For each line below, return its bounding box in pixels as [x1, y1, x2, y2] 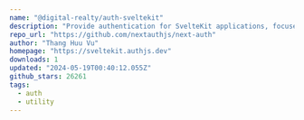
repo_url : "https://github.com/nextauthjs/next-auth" [9, 30, 217, 39]
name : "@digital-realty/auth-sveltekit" [9, 13, 165, 23]
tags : [9, 80, 30, 89]
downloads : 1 [9, 55, 59, 64]
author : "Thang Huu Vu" [9, 38, 100, 48]
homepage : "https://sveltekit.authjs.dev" [9, 47, 172, 56]
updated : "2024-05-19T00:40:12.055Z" [9, 64, 152, 73]
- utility [17, 97, 54, 106]
